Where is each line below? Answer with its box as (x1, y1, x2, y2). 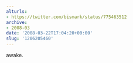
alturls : (6, 8, 28, 15)
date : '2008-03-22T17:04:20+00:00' (6, 30, 93, 36)
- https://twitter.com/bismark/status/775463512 (6, 14, 127, 20)
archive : (6, 19, 28, 25)
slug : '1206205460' (6, 36, 54, 41)
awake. (6, 52, 23, 58)
